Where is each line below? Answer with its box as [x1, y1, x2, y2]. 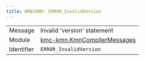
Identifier [9, 45, 34, 53]
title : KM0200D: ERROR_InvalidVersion [6, 8, 101, 15]
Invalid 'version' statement [40, 26, 114, 34]
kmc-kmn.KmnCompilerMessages [40, 35, 136, 44]
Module [9, 35, 31, 44]
